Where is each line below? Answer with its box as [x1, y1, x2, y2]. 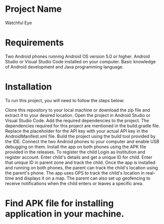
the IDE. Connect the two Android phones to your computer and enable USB [5, 138, 160, 144]
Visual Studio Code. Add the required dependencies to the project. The [5, 117, 149, 123]
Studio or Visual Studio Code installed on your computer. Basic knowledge [5, 58, 156, 65]
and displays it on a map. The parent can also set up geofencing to [15, 175, 151, 181]
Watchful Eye [5, 20, 32, 26]
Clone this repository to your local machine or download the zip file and [5, 107, 150, 113]
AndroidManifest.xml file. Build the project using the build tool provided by [5, 133, 156, 139]
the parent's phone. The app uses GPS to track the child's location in [5, 170, 145, 176]
